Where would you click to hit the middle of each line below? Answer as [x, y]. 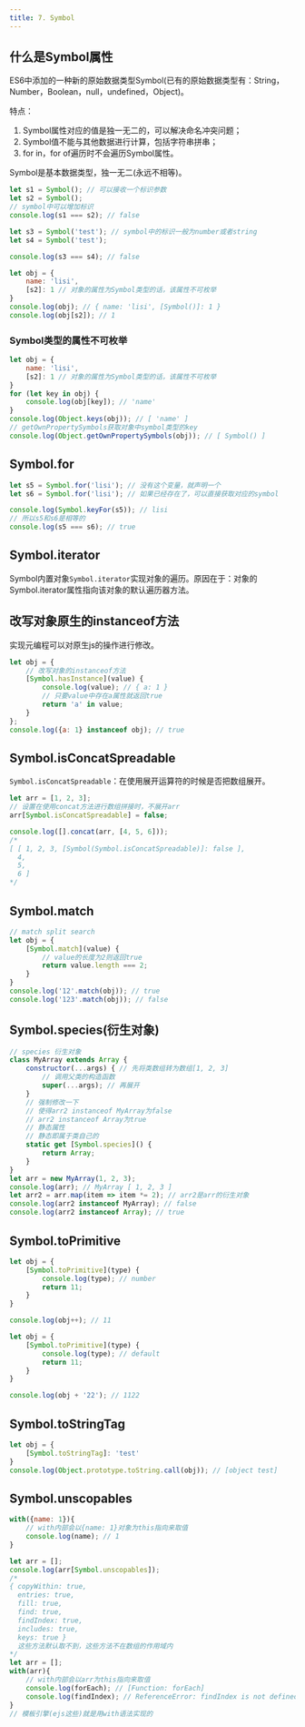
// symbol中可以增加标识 [51, 207]
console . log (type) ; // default [101, 1353]
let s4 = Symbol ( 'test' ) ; [58, 240]
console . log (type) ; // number [99, 1278]
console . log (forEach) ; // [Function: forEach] [115, 1688]
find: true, [40, 1612]
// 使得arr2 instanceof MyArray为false [99, 1111]
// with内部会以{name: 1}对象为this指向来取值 [107, 1528]
